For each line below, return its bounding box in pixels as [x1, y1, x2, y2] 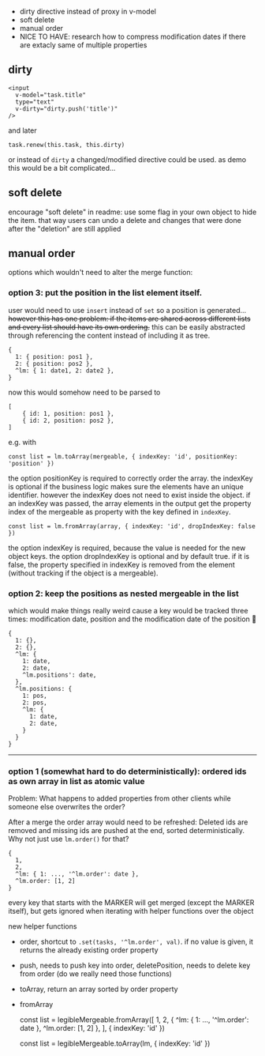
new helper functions [8, 922, 77, 931]
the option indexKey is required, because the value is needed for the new [8, 543, 246, 553]
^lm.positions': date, [22, 671, 97, 679]
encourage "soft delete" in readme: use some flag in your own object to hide [8, 207, 257, 217]
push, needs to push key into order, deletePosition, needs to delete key [19, 960, 251, 971]
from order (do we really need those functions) [19, 969, 172, 979]
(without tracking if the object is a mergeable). [8, 568, 159, 578]
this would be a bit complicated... [8, 163, 116, 172]
